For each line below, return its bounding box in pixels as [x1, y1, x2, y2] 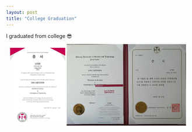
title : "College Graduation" [6, 15, 77, 22]
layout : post [6, 9, 38, 15]
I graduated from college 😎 [6, 32, 72, 39]
